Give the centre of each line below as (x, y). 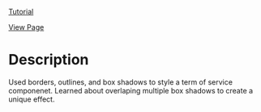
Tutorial (21, 12)
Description (49, 60)
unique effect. (32, 99)
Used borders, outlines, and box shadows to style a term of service (121, 82)
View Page (26, 27)
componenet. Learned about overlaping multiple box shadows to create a (131, 90)
